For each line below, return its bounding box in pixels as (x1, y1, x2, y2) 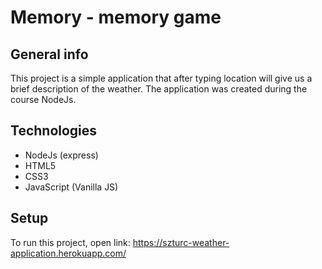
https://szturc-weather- (132, 236, 230, 248)
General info (10, 46, 89, 63)
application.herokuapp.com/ (10, 247, 127, 259)
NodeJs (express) (24, 149, 99, 161)
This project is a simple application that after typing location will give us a (10, 72, 313, 84)
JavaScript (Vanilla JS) (24, 181, 119, 193)
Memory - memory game (10, 6, 222, 29)
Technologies (10, 122, 98, 140)
